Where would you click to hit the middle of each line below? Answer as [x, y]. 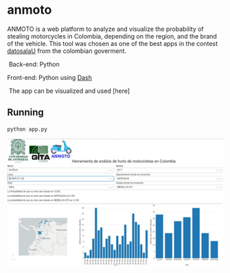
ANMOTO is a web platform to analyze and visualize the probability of [105, 29]
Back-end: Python [34, 64]
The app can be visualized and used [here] [69, 91]
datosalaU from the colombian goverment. [67, 51]
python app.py [27, 129]
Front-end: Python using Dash [50, 77]
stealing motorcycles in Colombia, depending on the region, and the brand [112, 36]
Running [26, 112]
